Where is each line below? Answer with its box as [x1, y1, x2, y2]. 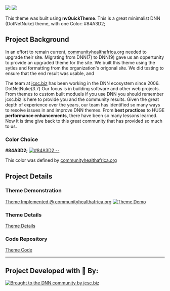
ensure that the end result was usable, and [5, 70, 95, 76]
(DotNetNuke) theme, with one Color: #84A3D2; [5, 21, 105, 26]
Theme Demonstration [5, 187, 62, 194]
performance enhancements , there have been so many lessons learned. [5, 112, 158, 119]
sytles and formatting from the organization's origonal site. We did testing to [5, 65, 164, 71]
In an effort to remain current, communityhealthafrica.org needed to [5, 49, 147, 55]
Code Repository [5, 236, 48, 243]
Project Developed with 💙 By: [5, 266, 99, 275]
